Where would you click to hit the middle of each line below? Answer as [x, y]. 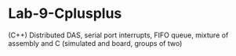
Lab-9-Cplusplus [65, 14]
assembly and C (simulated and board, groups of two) [95, 43]
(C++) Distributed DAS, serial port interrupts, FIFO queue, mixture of [118, 35]
